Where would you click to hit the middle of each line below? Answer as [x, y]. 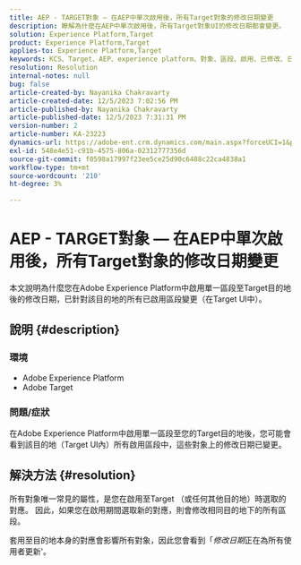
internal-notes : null [50, 76]
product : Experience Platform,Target [80, 43]
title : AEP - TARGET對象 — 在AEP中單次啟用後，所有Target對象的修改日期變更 [142, 17]
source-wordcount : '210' [56, 175]
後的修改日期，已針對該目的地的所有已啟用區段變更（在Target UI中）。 [138, 299]
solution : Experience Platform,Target [82, 34]
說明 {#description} [65, 330]
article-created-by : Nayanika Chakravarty [90, 92]
